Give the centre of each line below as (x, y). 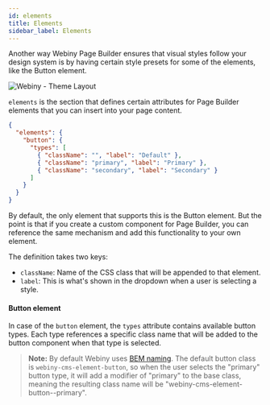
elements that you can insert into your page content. (96, 110)
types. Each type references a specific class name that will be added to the (133, 334)
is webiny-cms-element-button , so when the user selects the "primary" (144, 367)
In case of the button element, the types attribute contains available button (132, 326)
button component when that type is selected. (85, 343)
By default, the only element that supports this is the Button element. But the (135, 215)
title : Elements (35, 23)
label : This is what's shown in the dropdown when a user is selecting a (138, 281)
